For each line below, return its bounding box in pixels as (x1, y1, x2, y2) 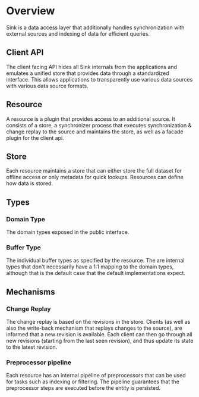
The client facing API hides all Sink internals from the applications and (6, 63, 177, 70)
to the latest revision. (6, 343, 58, 351)
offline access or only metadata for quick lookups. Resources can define (6, 174, 184, 181)
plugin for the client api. (6, 134, 64, 141)
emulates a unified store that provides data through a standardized (6, 70, 169, 77)
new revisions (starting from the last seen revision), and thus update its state (6, 337, 194, 345)
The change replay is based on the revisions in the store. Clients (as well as (6, 318, 191, 326)
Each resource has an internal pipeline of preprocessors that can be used (6, 372, 186, 379)
